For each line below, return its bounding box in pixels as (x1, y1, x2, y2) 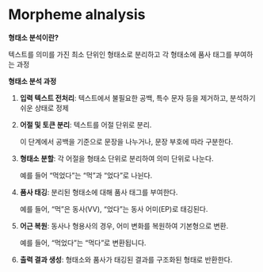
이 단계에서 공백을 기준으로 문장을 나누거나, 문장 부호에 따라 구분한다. (19, 136, 234, 146)
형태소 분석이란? (8, 33, 59, 42)
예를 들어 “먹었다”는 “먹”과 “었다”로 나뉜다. (19, 170, 153, 180)
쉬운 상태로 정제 (19, 103, 69, 113)
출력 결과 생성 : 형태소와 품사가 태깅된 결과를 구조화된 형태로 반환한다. (19, 255, 233, 264)
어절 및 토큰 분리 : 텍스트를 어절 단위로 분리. (19, 120, 152, 129)
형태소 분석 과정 (8, 76, 57, 86)
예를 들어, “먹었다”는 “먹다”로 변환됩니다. (19, 238, 147, 247)
